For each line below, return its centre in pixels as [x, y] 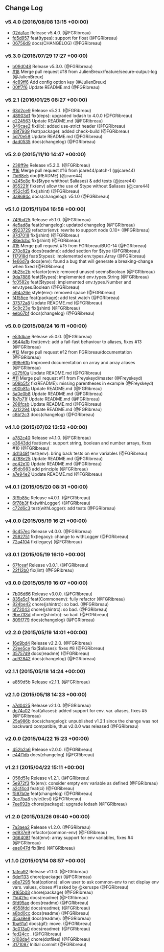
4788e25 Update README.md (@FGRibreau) [57, 459]
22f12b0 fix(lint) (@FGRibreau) [43, 570]
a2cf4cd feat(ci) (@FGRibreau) [43, 789]
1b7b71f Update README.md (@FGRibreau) [56, 399]
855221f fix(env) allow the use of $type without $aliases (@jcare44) [81, 186]
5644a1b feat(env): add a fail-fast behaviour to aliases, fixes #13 [77, 342]
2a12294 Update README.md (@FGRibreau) [57, 409]
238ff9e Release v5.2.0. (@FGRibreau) [51, 165]
